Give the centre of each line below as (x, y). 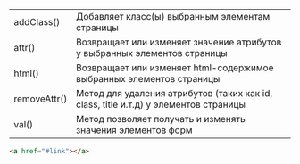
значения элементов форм (134, 130)
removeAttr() (41, 99)
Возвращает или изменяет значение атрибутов (179, 42)
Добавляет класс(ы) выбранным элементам (173, 16)
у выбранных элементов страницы (151, 53)
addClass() (37, 22)
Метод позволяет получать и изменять (160, 119)
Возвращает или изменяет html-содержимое (175, 68)
